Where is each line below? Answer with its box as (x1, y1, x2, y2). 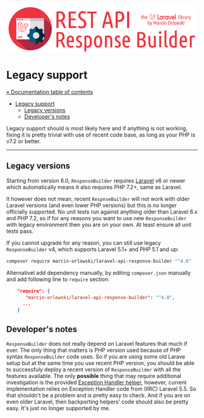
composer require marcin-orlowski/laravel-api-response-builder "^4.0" (6, 258, 191, 264)
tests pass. (6, 227, 34, 235)
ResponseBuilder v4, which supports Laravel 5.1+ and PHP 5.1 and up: (6, 245, 179, 253)
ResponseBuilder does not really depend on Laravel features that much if (6, 340, 188, 347)
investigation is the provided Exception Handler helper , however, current (6, 379, 187, 386)
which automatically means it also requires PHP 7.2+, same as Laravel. (6, 183, 182, 190)
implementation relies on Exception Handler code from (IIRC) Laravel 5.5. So (6, 385, 197, 393)
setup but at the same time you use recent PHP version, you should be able (6, 359, 195, 366)
